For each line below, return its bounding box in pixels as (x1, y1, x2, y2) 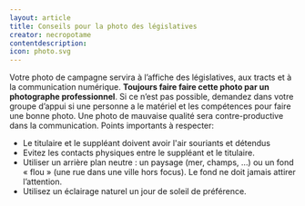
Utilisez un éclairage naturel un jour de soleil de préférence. (22, 186, 248, 197)
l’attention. (22, 176, 63, 187)
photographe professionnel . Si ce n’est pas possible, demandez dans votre (9, 92, 294, 103)
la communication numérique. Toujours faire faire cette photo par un (9, 82, 270, 93)
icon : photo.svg (9, 47, 71, 56)
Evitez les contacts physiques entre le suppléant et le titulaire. (22, 147, 255, 159)
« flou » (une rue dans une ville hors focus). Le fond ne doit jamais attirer (22, 167, 296, 178)
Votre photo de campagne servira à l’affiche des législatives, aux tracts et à (9, 72, 292, 83)
